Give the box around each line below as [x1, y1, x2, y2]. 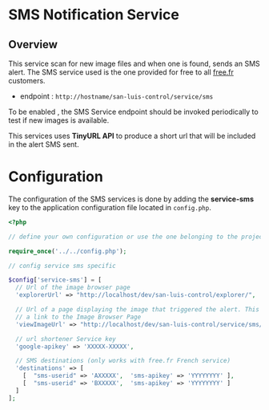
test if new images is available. [8, 116, 110, 125]
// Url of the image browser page [15, 283, 130, 292]
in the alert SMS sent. [8, 140, 79, 149]
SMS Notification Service [8, 6, 180, 24]
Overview [8, 38, 58, 51]
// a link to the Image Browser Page [15, 313, 142, 321]
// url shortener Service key [15, 335, 116, 343]
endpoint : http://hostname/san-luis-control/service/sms [19, 91, 214, 101]
